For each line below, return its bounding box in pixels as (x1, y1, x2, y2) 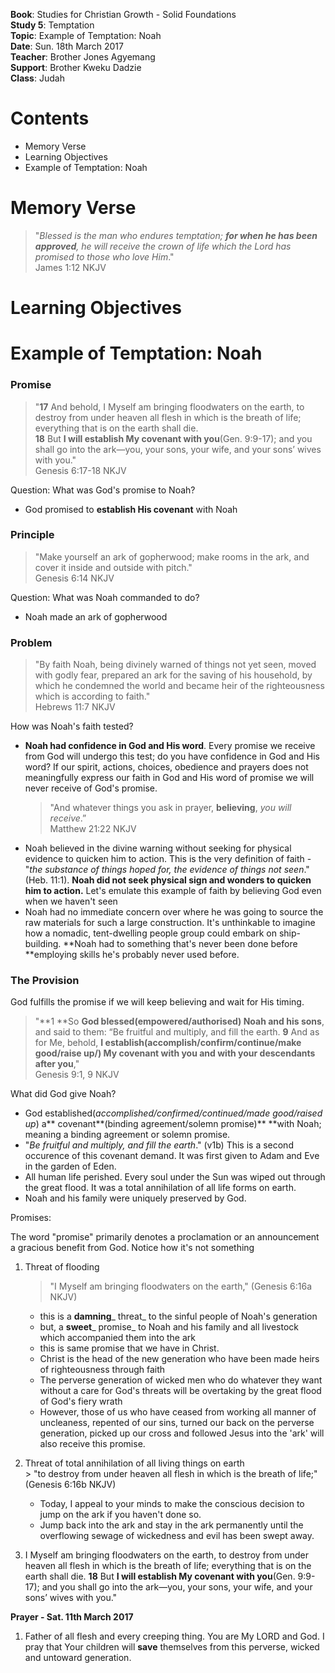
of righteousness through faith (39, 1364, 166, 1376)
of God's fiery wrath (39, 1395, 123, 1408)
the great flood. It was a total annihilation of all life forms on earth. (24, 1182, 297, 1194)
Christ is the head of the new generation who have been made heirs (39, 1353, 320, 1365)
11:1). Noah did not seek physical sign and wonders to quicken (50, 874, 312, 886)
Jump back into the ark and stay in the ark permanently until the (39, 1519, 304, 1531)
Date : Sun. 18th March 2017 (10, 40, 124, 52)
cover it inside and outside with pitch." (34, 561, 193, 573)
